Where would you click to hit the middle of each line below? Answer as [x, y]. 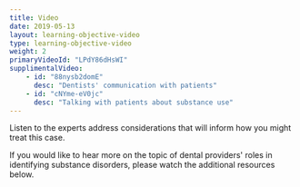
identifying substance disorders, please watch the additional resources [142, 165]
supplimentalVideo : [46, 69]
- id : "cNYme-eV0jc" [65, 93]
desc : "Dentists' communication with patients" [125, 85]
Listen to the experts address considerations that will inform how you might [150, 128]
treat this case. [37, 138]
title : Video [34, 18]
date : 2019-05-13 [42, 26]
